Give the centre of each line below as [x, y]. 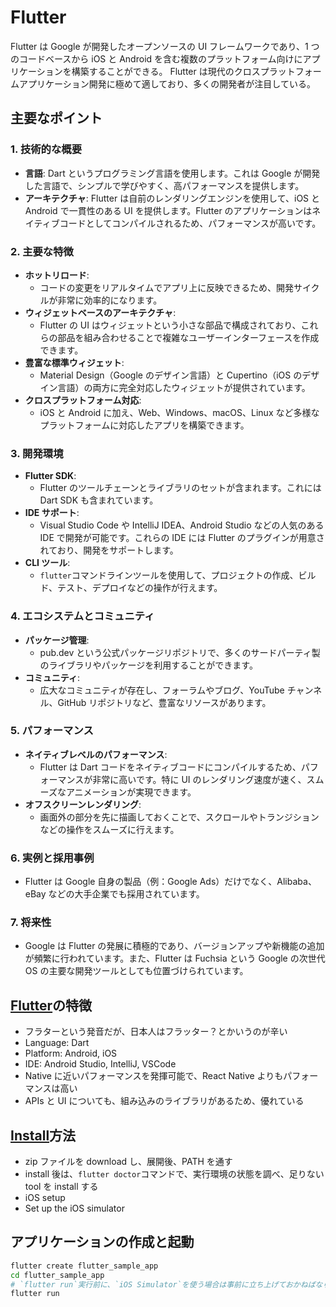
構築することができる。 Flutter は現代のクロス [166, 71]
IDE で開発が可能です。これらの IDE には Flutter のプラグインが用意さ [182, 538]
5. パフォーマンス [52, 731]
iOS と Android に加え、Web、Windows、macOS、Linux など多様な [179, 412]
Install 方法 [43, 1135]
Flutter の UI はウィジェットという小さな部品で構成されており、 [170, 325]
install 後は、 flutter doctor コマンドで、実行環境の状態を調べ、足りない [174, 1174]
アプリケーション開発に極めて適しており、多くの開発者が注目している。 [167, 83]
